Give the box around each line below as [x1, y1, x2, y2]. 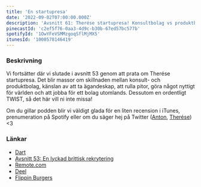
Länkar [6, 135, 27, 143]
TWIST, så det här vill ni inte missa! [6, 95, 93, 102]
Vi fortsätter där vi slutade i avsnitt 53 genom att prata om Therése [6, 70, 170, 77]
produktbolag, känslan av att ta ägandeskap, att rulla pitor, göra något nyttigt [6, 83, 196, 90]
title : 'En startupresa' [6, 8, 68, 15]
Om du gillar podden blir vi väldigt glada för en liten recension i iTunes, [6, 107, 181, 114]
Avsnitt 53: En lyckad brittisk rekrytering [14, 155, 114, 162]
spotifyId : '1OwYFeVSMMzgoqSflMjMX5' [6, 31, 100, 37]
